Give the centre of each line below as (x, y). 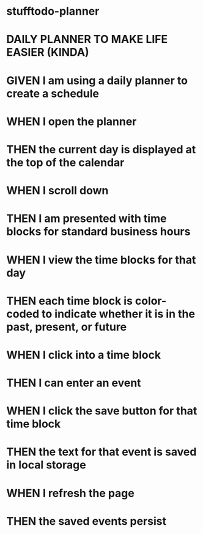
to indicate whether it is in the (119, 314)
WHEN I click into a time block (83, 355)
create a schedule (53, 93)
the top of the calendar (65, 162)
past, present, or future (67, 327)
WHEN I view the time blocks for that (101, 260)
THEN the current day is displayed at (101, 149)
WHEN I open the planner (72, 121)
